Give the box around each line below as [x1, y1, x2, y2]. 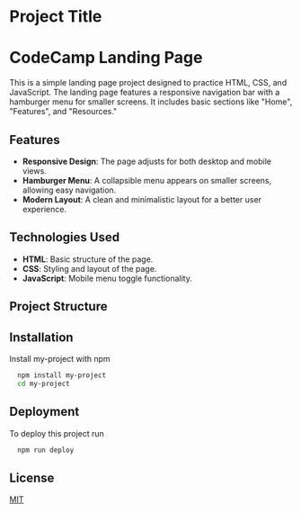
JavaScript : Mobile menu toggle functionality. [22, 273, 193, 283]
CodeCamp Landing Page [9, 48, 203, 68]
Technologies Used [9, 229, 120, 245]
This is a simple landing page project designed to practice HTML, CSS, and [9, 77, 288, 88]
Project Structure [9, 299, 108, 314]
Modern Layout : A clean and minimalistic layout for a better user [22, 193, 262, 204]
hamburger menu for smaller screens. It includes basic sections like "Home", [9, 96, 293, 107]
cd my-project [17, 379, 70, 388]
